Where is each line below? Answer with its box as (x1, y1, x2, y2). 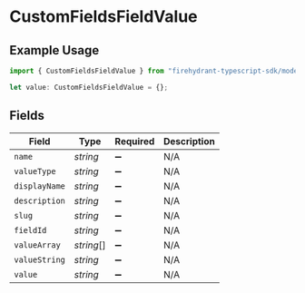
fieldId (14, 225, 47, 235)
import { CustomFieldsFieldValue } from (9, 66, 165, 75)
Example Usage (9, 43, 100, 58)
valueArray (14, 239, 61, 250)
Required (114, 134, 155, 147)
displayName (14, 181, 66, 191)
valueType (14, 166, 56, 176)
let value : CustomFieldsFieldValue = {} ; (9, 83, 169, 92)
